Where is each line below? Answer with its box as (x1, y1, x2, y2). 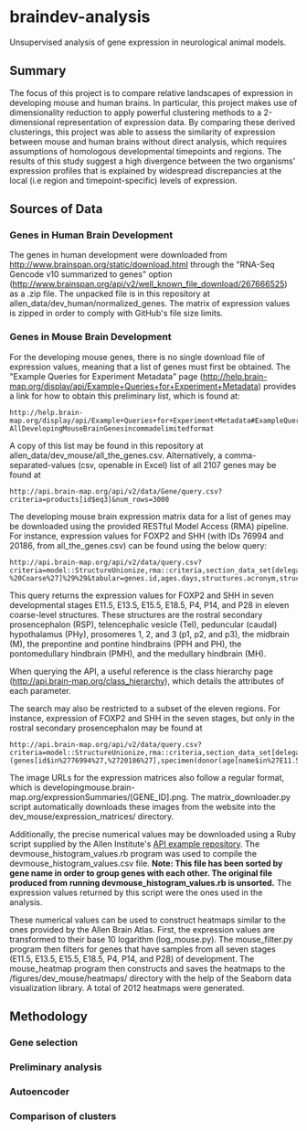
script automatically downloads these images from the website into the (9, 801, 276, 812)
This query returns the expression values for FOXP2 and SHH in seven (9, 590, 274, 601)
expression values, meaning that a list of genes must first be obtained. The (9, 361, 291, 372)
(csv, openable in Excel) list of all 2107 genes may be (77, 459, 277, 470)
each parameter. (9, 685, 71, 696)
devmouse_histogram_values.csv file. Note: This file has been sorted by (9, 858, 283, 869)
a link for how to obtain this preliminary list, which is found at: (9, 390, 240, 401)
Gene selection (9, 1036, 79, 1049)
